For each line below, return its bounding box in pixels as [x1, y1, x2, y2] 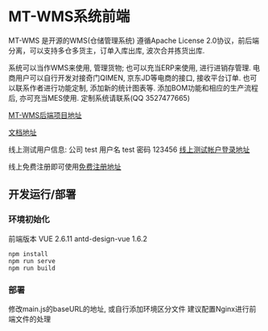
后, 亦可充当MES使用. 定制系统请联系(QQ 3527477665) [8, 93, 191, 103]
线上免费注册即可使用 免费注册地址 [8, 161, 122, 171]
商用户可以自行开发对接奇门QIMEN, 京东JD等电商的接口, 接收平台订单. [8, 73, 241, 82]
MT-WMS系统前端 [8, 7, 130, 26]
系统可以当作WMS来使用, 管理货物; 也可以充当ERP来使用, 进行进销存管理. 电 [8, 62, 260, 73]
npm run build [8, 264, 56, 272]
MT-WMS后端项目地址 [8, 110, 82, 119]
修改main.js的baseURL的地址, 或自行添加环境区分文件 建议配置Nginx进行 [8, 304, 249, 313]
